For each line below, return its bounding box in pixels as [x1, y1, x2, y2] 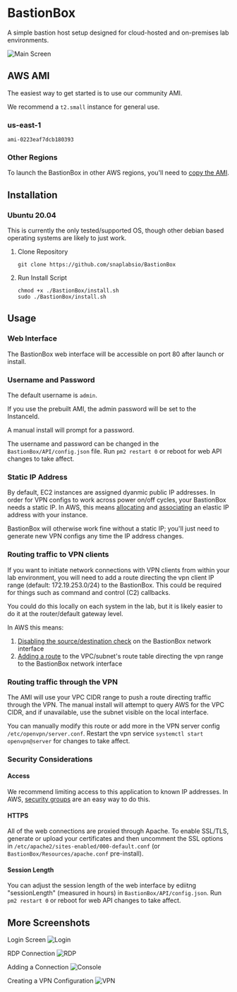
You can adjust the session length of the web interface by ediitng [7, 881, 196, 890]
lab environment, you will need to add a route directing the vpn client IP [7, 573, 214, 581]
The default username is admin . [7, 391, 97, 400]
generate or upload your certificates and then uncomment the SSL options [7, 834, 224, 843]
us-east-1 [7, 120, 41, 130]
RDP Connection [7, 949, 55, 958]
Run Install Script [17, 273, 67, 282]
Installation [7, 189, 58, 201]
